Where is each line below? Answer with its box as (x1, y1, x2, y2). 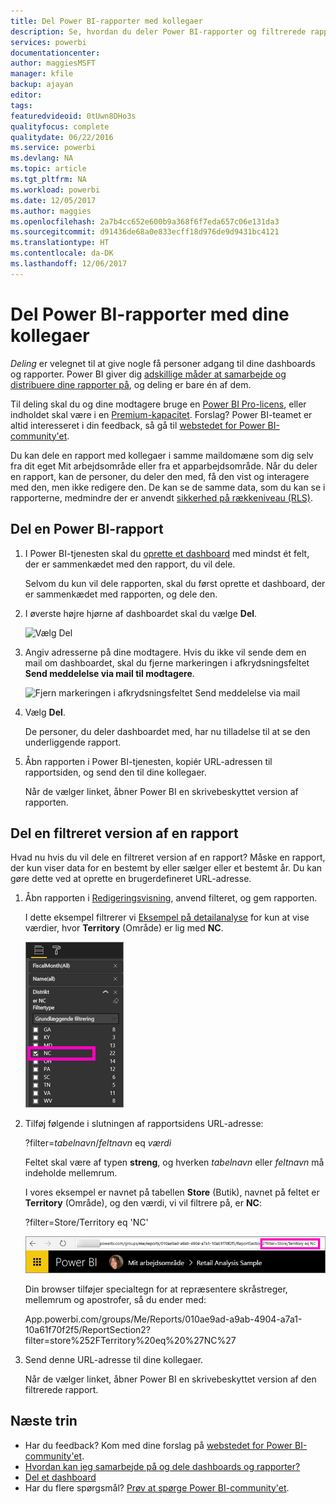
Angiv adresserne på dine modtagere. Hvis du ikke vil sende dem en (24, 646, 307, 658)
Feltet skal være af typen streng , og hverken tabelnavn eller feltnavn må (24, 1156, 325, 1169)
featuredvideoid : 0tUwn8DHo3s (10, 111, 137, 121)
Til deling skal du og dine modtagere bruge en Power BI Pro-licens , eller (10, 398, 307, 410)
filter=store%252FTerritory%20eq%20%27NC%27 (24, 1334, 237, 1346)
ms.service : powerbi (10, 143, 97, 153)
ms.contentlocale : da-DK (10, 248, 114, 259)
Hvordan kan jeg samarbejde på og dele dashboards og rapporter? (24, 1460, 301, 1472)
